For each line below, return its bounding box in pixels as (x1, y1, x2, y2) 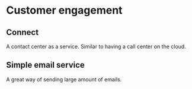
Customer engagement (6, 4, 123, 17)
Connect (6, 27, 39, 37)
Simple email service (6, 60, 85, 70)
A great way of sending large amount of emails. (6, 75, 122, 83)
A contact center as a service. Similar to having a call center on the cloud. (6, 43, 187, 50)
